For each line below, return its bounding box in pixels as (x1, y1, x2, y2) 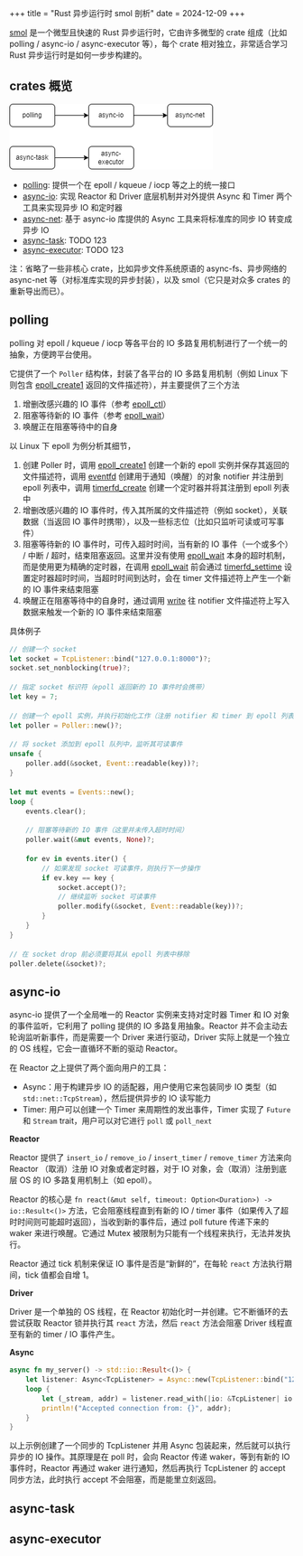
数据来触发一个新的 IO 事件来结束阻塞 (22, 606, 162, 617)
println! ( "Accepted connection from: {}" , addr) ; (41, 1403, 232, 1412)
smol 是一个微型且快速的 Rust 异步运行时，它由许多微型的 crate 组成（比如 (9, 27, 288, 38)
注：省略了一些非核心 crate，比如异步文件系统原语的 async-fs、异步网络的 (9, 263, 287, 274)
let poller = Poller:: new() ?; (9, 721, 124, 730)
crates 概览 (9, 79, 73, 94)
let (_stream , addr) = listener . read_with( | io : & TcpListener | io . (41, 1394, 297, 1403)
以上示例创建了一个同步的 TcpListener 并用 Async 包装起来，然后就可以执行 (9, 1440, 291, 1451)
